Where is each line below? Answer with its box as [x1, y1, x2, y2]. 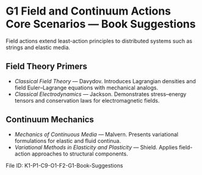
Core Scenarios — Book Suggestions [5, 17, 196, 31]
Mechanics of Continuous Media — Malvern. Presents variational [14, 131, 178, 138]
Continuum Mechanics [5, 114, 94, 125]
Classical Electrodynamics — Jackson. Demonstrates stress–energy [14, 90, 187, 98]
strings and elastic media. [5, 44, 71, 51]
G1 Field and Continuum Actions [5, 4, 171, 18]
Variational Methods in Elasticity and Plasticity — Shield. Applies [14, 143, 178, 151]
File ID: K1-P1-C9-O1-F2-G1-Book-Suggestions [5, 162, 123, 169]
